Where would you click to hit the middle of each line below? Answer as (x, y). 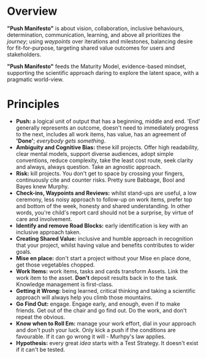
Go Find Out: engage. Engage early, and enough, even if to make (98, 304)
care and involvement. (44, 219)
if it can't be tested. (40, 349)
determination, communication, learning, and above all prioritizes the (94, 34)
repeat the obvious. (40, 317)
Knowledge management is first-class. (64, 284)
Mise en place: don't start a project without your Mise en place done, (103, 258)
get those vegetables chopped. (55, 265)
